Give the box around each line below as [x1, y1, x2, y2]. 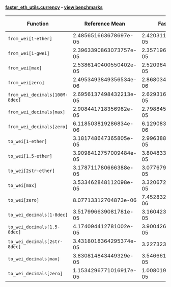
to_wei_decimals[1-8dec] [8, 212, 68, 218]
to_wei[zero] [8, 197, 40, 203]
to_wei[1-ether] [8, 138, 47, 145]
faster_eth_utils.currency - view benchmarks [5, 4, 103, 10]
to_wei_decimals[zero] [8, 271, 63, 277]
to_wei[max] [8, 183, 37, 188]
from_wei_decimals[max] [8, 109, 66, 115]
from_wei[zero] [8, 80, 45, 86]
